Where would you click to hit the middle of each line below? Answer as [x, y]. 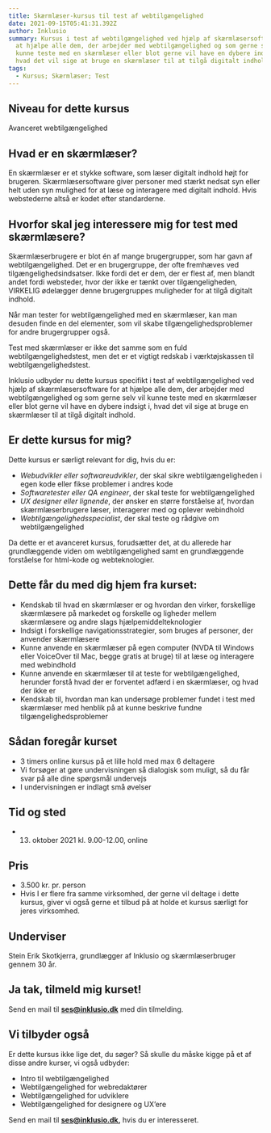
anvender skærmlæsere [60, 638]
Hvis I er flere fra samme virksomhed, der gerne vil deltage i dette [129, 894]
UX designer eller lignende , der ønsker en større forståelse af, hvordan [137, 501]
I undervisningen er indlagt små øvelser [85, 787]
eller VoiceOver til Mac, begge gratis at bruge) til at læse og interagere [137, 656]
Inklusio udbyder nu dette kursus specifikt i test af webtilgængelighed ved [131, 381]
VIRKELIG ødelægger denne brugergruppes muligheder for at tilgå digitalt [130, 291]
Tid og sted [38, 812]
